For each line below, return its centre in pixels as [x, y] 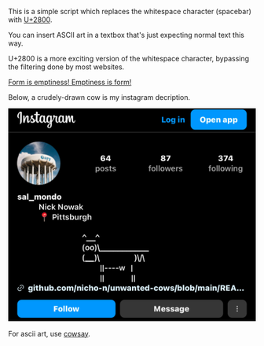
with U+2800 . [30, 20]
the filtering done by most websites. [66, 67]
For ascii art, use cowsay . [49, 333]
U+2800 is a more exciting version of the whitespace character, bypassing [129, 59]
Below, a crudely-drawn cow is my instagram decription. [99, 97]
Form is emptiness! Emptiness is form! [70, 82]
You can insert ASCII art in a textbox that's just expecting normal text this [126, 35]
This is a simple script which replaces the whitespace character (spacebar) [130, 11]
